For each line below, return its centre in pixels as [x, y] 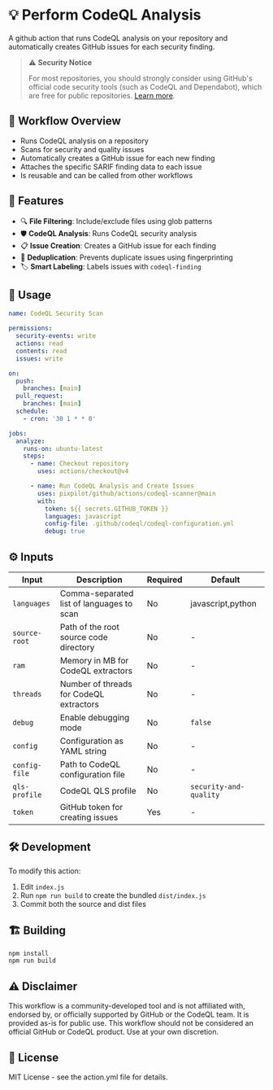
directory [77, 647]
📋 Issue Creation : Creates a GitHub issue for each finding [118, 245]
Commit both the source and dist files [83, 904]
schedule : [32, 411]
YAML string [83, 751]
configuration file [93, 774]
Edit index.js [42, 886]
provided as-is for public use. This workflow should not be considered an [131, 1023]
